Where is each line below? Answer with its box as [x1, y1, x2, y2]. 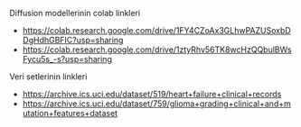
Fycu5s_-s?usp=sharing [22, 54, 113, 64]
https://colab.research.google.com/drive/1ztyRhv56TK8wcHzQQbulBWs [22, 44, 292, 55]
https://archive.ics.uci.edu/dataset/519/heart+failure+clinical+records [22, 89, 282, 99]
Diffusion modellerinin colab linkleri [9, 8, 141, 18]
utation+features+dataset [22, 108, 118, 118]
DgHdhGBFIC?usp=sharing [22, 35, 124, 45]
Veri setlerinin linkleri [9, 71, 88, 82]
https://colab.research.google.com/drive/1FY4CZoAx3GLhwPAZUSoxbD [22, 25, 291, 35]
